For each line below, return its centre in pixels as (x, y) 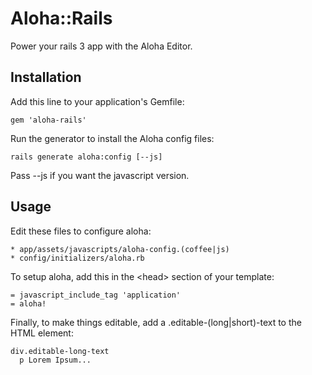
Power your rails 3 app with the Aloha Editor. (101, 46)
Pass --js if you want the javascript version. (100, 175)
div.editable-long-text (60, 351)
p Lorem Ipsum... (55, 360)
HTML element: (42, 333)
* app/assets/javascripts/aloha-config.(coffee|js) (120, 249)
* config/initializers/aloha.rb (77, 258)
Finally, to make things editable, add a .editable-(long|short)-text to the (156, 322)
